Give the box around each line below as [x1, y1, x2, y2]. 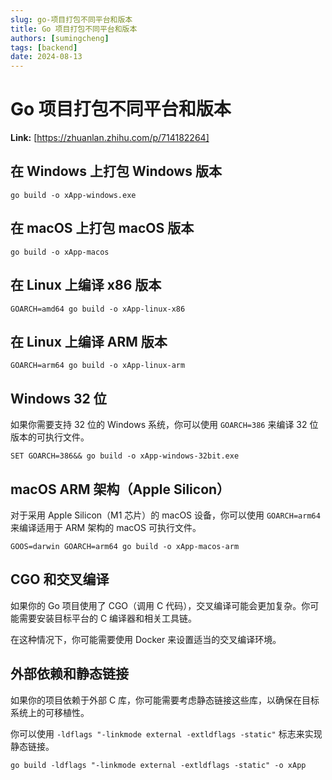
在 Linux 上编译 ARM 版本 [10, 333, 168, 350]
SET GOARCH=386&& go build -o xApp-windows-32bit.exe [10, 451, 240, 461]
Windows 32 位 [10, 390, 107, 407]
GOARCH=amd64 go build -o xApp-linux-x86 [10, 304, 186, 314]
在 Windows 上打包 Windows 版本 [10, 163, 222, 180]
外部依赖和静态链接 [10, 666, 129, 683]
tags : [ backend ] [10, 42, 78, 53]
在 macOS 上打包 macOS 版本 [10, 220, 195, 237]
